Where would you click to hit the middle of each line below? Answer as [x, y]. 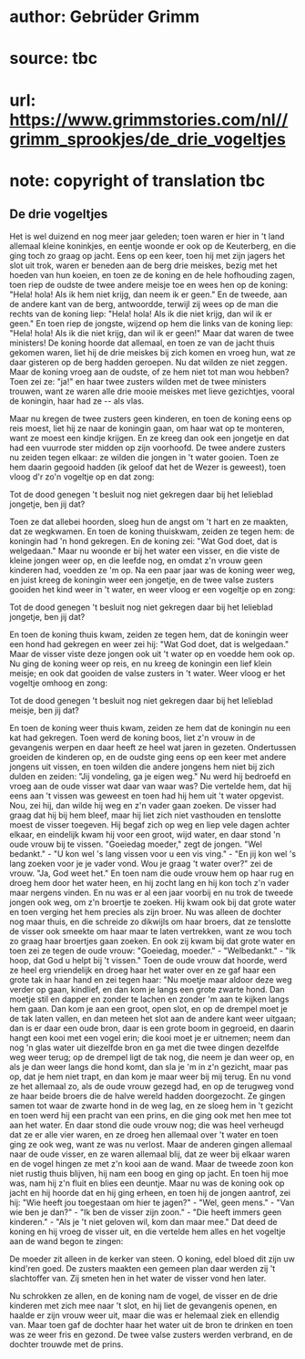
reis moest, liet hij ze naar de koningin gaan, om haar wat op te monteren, [147, 428]
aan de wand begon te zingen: [66, 1241]
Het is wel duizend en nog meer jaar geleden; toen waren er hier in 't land [147, 236]
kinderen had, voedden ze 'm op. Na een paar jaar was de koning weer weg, [152, 570]
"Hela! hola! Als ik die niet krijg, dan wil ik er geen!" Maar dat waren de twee [152, 333]
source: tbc [54, 59]
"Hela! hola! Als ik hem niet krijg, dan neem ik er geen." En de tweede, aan [148, 294]
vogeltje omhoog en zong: [58, 683]
